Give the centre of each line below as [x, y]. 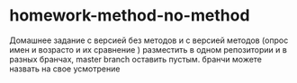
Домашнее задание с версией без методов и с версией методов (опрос [149, 40]
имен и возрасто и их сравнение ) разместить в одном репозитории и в [148, 49]
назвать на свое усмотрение [65, 69]
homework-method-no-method [130, 16]
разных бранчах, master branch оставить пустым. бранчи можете [136, 59]
